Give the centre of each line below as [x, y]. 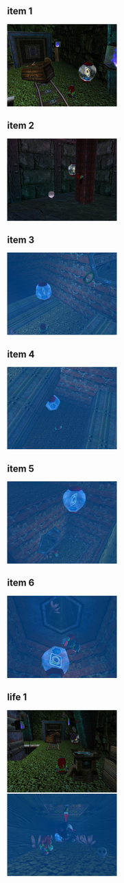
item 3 [21, 240]
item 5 [21, 469]
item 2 [21, 126]
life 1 [17, 698]
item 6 [21, 583]
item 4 [21, 354]
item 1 [20, 11]
